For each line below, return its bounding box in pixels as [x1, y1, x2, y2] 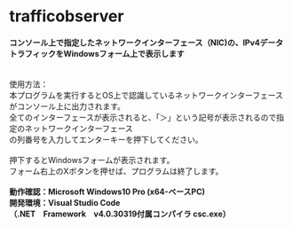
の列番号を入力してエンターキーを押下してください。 [9, 135, 203, 145]
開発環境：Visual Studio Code [9, 198, 121, 208]
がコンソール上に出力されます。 [9, 101, 126, 112]
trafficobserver [9, 6, 124, 27]
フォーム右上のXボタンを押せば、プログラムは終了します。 [9, 166, 224, 176]
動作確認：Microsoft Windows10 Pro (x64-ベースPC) [9, 186, 206, 197]
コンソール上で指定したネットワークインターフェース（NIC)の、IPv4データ [9, 37, 284, 48]
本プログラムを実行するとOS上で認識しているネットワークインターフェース [9, 90, 284, 101]
